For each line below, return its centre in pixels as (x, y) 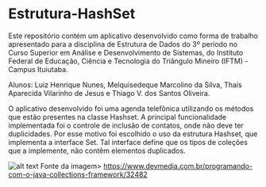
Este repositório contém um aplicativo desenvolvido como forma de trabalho (133, 36)
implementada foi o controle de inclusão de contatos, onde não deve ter (126, 125)
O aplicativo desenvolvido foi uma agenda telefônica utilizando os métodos (131, 109)
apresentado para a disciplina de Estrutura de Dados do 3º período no (123, 44)
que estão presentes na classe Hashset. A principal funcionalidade (118, 116)
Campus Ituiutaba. (39, 69)
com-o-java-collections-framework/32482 (78, 174)
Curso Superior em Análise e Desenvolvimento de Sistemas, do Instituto (126, 52)
